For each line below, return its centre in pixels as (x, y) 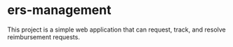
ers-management (59, 10)
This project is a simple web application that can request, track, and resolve (116, 29)
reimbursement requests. (44, 36)
